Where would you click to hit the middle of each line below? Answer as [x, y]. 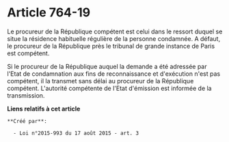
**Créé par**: [27, 121]
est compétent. [28, 53]
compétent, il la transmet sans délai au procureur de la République [100, 81]
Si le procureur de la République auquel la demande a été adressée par [107, 66]
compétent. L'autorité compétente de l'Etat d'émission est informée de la [109, 88]
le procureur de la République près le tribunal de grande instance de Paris [111, 46]
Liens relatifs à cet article [44, 109]
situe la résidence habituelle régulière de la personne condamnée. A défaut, [114, 38]
